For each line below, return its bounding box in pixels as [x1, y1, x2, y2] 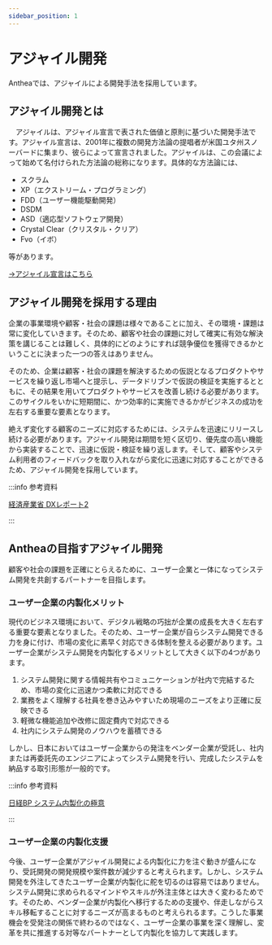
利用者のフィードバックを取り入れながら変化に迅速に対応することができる [15, 455, 265, 465]
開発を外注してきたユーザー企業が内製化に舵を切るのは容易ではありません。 [8, 877, 264, 886]
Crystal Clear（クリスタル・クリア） [19, 225, 143, 234]
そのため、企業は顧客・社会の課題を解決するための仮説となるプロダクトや [8, 366, 257, 376]
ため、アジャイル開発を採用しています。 [8, 465, 142, 475]
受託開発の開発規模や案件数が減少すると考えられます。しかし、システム [22, 866, 264, 876]
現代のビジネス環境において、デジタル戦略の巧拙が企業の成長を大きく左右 [8, 617, 257, 627]
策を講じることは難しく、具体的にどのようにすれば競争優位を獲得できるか [8, 339, 257, 348]
